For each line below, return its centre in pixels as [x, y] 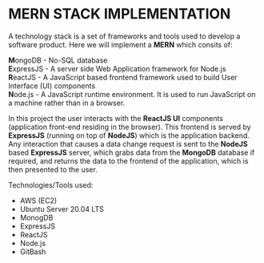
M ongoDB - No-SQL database [58, 60]
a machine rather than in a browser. [67, 103]
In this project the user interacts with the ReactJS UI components [116, 118]
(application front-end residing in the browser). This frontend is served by [130, 127]
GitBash [33, 251]
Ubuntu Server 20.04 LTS [62, 208]
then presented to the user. [53, 169]
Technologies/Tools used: [51, 184]
